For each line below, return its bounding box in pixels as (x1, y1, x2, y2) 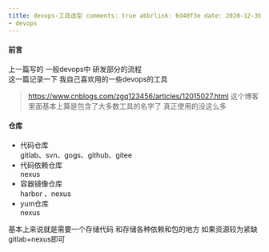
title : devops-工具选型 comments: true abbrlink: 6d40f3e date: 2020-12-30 (8, 11, 262, 20)
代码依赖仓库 (19, 160, 62, 170)
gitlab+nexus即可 (8, 234, 66, 244)
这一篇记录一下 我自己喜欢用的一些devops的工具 (8, 74, 168, 84)
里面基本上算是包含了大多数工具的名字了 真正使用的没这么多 (27, 101, 227, 110)
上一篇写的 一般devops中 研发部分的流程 (8, 64, 143, 74)
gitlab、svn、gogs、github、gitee (19, 150, 133, 160)
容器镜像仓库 (19, 178, 62, 188)
